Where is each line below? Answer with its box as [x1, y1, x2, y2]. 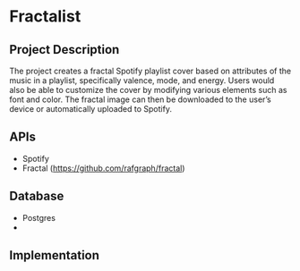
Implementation [9, 248, 100, 263]
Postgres [21, 212, 56, 223]
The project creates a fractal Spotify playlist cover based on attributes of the [9, 65, 292, 76]
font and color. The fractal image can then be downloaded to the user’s [9, 94, 271, 105]
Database [9, 189, 64, 204]
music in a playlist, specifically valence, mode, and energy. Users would [9, 75, 275, 86]
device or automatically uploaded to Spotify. [9, 104, 173, 114]
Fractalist [9, 6, 81, 27]
